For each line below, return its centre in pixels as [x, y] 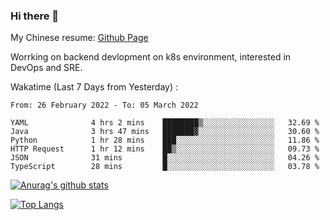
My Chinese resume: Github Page [79, 38]
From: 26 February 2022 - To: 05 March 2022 [104, 105]
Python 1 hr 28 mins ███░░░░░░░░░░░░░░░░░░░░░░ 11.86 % [165, 140]
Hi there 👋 [35, 16]
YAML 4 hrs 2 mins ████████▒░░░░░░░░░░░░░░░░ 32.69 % [165, 123]
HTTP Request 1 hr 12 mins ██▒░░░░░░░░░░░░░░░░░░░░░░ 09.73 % [165, 149]
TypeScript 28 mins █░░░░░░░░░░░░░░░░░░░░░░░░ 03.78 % [165, 167]
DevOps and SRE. [46, 68]
